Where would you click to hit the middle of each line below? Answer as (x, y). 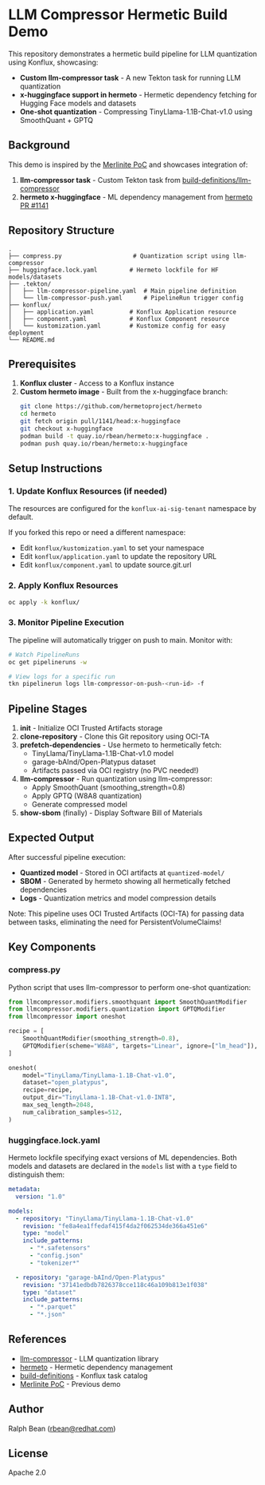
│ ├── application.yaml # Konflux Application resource (123, 312)
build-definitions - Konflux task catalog (84, 1376)
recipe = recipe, (48, 1090)
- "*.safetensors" (60, 1248)
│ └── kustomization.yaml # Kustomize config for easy (117, 326)
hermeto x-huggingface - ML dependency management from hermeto (136, 196)
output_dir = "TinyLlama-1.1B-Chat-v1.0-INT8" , (99, 1098)
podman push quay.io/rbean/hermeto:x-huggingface (104, 444)
